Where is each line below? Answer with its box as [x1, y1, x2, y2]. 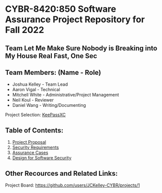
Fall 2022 [5, 25, 44, 35]
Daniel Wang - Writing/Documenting [12, 102, 86, 108]
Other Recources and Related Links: [5, 169, 118, 178]
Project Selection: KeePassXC [5, 112, 66, 118]
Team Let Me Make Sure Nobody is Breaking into [5, 44, 158, 52]
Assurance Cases [12, 150, 48, 156]
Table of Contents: [5, 126, 64, 134]
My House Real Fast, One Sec [5, 52, 97, 60]
